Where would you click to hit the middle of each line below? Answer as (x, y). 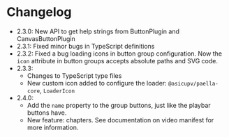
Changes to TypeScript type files (74, 75)
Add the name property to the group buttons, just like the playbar (119, 105)
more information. (53, 127)
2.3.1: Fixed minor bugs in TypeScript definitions (86, 46)
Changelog (39, 12)
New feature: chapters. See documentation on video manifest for (120, 120)
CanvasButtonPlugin (46, 38)
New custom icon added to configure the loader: (97, 83)
